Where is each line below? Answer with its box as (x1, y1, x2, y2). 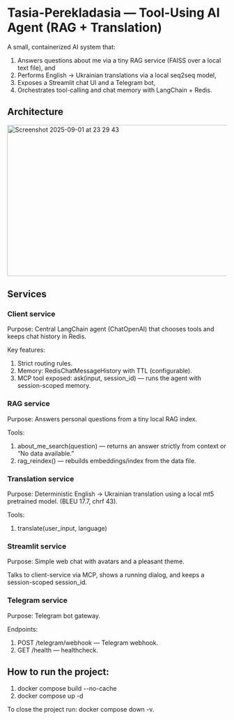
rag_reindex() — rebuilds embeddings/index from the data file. (17, 456, 196, 464)
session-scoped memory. (17, 382, 91, 390)
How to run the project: (7, 666, 109, 678)
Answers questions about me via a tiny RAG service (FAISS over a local (17, 56, 221, 64)
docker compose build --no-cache (17, 684, 117, 693)
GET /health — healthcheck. (17, 645, 99, 654)
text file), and (17, 63, 56, 72)
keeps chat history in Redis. (7, 332, 87, 341)
